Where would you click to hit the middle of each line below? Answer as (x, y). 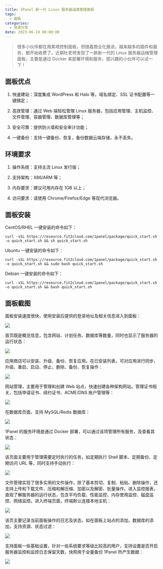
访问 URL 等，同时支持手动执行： (42, 463)
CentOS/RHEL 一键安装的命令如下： (41, 227)
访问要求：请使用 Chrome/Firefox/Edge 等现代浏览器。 (67, 198)
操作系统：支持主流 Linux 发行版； (46, 167)
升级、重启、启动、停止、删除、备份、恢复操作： (54, 367)
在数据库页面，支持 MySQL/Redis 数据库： (48, 412)
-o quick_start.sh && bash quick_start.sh (49, 287)
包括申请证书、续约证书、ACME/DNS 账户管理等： (64, 393)
